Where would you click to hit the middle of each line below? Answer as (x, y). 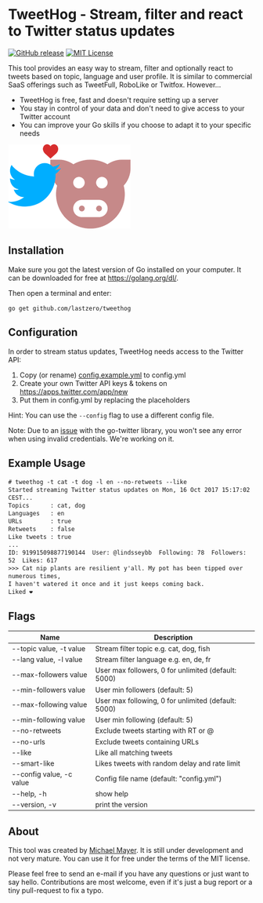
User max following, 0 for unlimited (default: (166, 701)
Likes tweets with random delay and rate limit (168, 763)
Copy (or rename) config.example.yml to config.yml (103, 375)
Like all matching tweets (134, 752)
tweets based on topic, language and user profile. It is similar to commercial (130, 76)
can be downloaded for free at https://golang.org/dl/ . (93, 278)
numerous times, (34, 577)
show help (112, 793)
